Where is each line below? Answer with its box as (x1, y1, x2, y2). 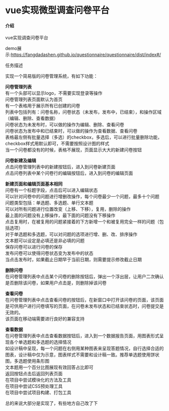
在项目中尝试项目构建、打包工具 (5, 389, 71, 396)
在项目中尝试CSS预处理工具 (5, 383, 63, 389)
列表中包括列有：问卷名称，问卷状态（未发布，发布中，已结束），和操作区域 (5, 109, 162, 115)
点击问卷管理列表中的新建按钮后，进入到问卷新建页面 (5, 164, 116, 170)
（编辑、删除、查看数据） (5, 115, 58, 122)
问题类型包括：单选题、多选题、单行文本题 (5, 200, 94, 206)
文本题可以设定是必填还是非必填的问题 (5, 238, 84, 244)
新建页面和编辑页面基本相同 (5, 181, 63, 187)
